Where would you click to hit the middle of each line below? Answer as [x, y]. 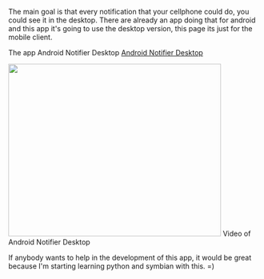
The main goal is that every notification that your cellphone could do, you [129, 12]
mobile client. [30, 37]
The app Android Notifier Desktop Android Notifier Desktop [106, 53]
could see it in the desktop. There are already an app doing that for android [132, 20]
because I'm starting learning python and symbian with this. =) [111, 266]
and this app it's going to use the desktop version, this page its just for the [130, 28]
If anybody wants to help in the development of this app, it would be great [130, 257]
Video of [237, 233]
